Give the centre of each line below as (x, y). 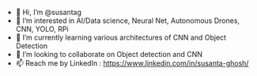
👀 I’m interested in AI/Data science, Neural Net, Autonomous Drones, (127, 21)
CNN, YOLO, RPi (42, 29)
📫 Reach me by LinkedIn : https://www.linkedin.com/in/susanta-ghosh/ (132, 63)
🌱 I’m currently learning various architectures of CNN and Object (121, 37)
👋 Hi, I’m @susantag (48, 12)
